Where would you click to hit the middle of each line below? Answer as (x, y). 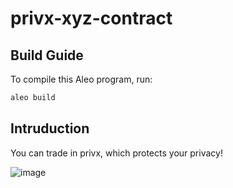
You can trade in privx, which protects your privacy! (116, 153)
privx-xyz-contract (91, 18)
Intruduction (50, 128)
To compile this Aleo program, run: (81, 79)
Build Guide (47, 55)
